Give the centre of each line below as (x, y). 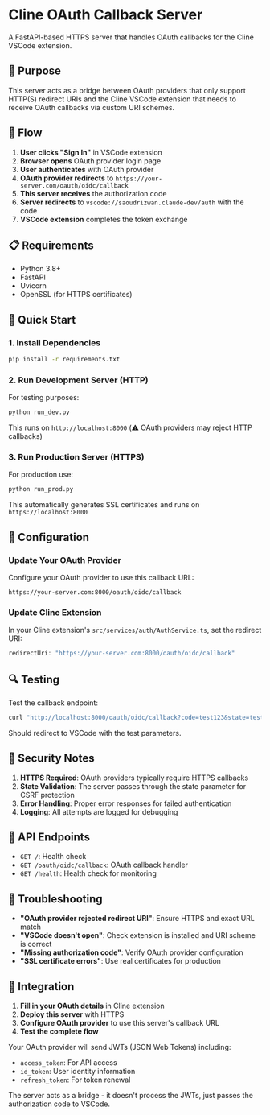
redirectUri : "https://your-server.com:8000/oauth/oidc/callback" (122, 654)
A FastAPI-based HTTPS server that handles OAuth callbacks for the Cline (131, 37)
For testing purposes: (44, 398)
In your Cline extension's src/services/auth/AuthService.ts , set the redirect (135, 630)
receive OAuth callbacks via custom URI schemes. (92, 107)
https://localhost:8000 (48, 513)
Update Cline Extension (55, 612)
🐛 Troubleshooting (55, 899)
